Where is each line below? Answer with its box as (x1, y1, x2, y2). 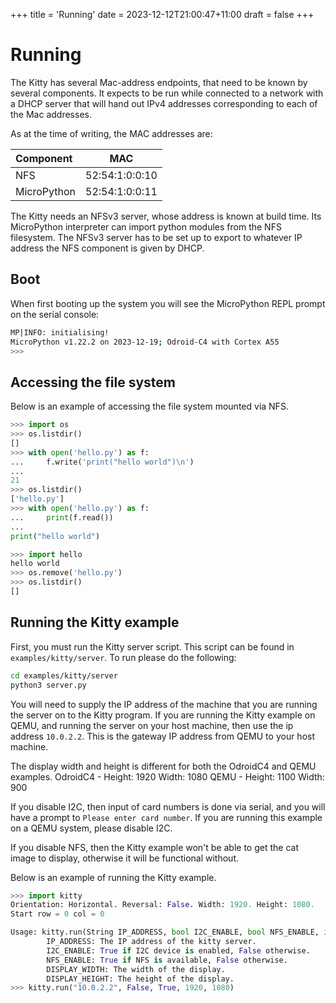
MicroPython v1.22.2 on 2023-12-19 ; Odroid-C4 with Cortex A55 (10, 337, 280, 347)
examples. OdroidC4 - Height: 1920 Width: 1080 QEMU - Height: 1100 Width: (10, 770, 325, 783)
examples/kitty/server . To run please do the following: (10, 651, 237, 663)
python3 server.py (10, 680, 87, 690)
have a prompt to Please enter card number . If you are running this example (10, 811, 323, 823)
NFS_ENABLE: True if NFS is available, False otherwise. (46, 955, 288, 965)
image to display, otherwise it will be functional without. (10, 852, 240, 864)
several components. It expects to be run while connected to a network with (10, 87, 324, 99)
